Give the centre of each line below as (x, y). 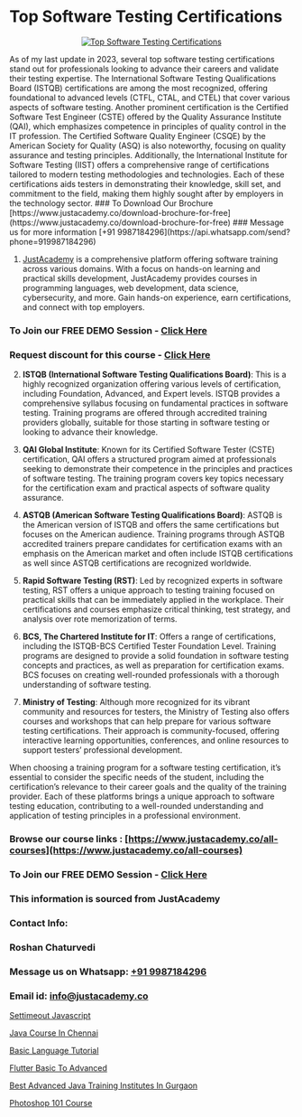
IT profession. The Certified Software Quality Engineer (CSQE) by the (137, 136)
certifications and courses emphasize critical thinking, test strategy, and (156, 610)
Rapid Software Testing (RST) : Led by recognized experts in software (152, 581)
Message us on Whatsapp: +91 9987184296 (108, 972)
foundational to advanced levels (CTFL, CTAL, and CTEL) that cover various (150, 98)
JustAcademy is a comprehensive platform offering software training (150, 258)
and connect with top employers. (84, 307)
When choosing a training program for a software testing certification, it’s (145, 768)
